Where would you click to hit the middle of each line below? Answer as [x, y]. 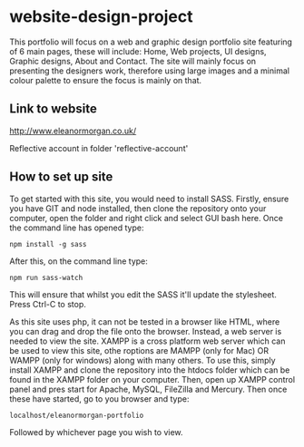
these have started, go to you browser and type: [99, 398]
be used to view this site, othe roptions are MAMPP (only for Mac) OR [139, 350]
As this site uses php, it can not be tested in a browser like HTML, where [145, 321]
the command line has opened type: [77, 228]
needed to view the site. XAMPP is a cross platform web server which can [147, 341]
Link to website [53, 109]
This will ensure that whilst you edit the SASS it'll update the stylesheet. [143, 294]
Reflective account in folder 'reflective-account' [99, 148]
